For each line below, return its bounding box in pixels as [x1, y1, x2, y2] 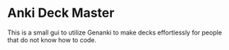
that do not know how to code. [7, 35, 97, 44]
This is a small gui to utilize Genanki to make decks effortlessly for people [7, 28, 222, 37]
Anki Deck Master [7, 5, 115, 21]
